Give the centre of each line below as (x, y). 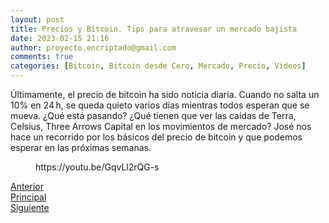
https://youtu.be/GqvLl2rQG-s (97, 167)
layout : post (37, 19)
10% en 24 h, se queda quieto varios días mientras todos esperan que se (160, 105)
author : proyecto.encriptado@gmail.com (93, 47)
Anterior (27, 186)
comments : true (42, 57)
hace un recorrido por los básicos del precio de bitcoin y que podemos (156, 137)
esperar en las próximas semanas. (81, 147)
